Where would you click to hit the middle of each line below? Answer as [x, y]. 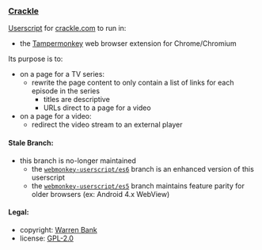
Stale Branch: [31, 142]
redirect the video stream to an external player [107, 125]
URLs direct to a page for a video [97, 108]
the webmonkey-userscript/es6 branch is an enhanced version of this [143, 169]
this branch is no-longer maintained [78, 161]
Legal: [19, 212]
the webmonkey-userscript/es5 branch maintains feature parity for [138, 186]
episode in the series [66, 91]
